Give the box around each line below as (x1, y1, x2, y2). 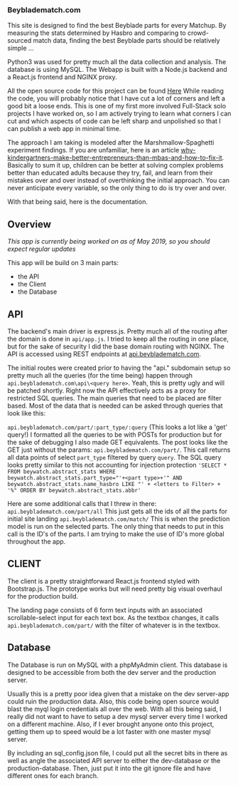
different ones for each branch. (7, 771, 99, 780)
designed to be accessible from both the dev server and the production (7, 668, 217, 676)
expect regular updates (7, 244, 76, 254)
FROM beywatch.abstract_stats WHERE (7, 468, 116, 475)
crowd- (187, 29, 210, 37)
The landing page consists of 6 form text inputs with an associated (7, 606, 202, 614)
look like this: (7, 408, 46, 418)
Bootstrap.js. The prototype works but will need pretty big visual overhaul (7, 584, 222, 593)
